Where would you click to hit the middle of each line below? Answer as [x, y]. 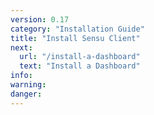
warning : [28, 85]
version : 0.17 [40, 19]
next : [21, 47]
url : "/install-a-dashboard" [80, 57]
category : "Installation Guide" [77, 29]
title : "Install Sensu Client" [75, 38]
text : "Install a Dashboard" [80, 66]
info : [21, 76]
